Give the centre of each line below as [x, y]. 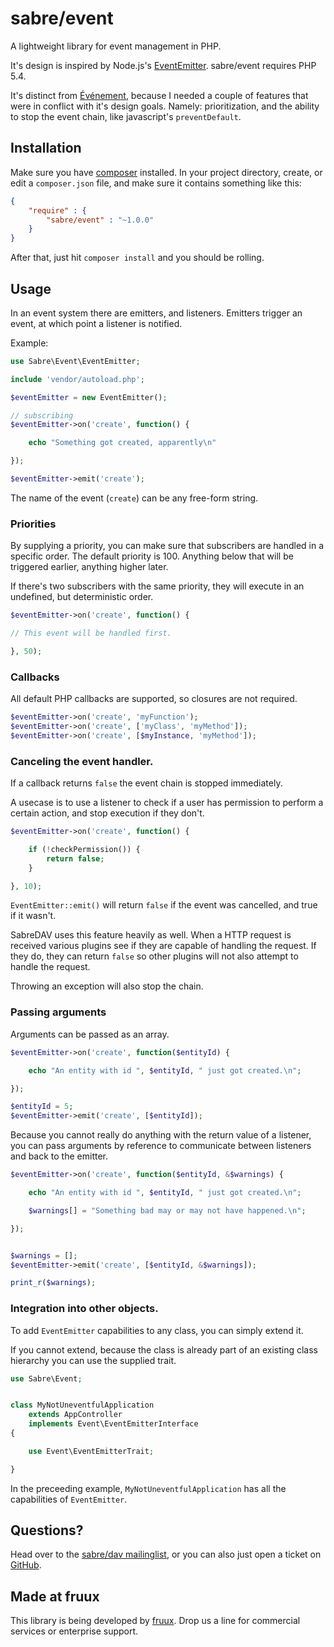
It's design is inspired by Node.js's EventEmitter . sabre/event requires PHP [163, 65]
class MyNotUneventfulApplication [82, 1405]
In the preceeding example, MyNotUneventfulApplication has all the [148, 1488]
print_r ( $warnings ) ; [53, 1283]
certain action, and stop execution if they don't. [107, 813]
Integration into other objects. [84, 1309]
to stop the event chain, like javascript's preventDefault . [126, 116]
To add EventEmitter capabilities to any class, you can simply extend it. [157, 1330]
